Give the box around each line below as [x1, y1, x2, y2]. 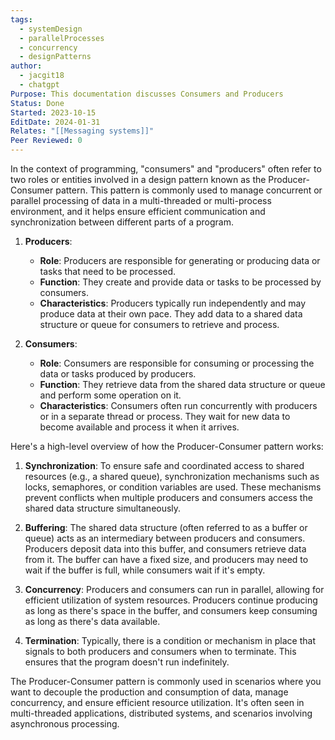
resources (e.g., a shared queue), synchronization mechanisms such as [24, 471, 320, 482]
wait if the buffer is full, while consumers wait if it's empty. [24, 564, 266, 576]
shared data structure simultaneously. [24, 502, 182, 514]
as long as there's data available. [24, 616, 161, 627]
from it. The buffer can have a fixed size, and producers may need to [24, 554, 309, 565]
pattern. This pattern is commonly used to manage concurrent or [55, 184, 323, 196]
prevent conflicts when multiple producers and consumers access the [24, 492, 313, 503]
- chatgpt [19, 80, 60, 90]
